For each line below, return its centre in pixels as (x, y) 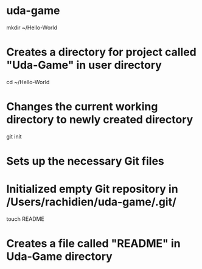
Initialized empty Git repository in (92, 189)
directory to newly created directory (100, 120)
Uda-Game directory (59, 256)
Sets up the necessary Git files (85, 161)
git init (14, 136)
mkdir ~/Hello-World (32, 27)
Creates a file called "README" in (93, 244)
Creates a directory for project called (101, 52)
